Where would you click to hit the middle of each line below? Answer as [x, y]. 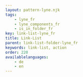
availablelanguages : [27, 57]
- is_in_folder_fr [34, 29]
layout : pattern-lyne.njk [32, 10]
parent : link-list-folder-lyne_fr [42, 43]
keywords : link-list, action [36, 48]
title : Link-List [24, 38]
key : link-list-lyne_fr [30, 33]
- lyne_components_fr [37, 24]
